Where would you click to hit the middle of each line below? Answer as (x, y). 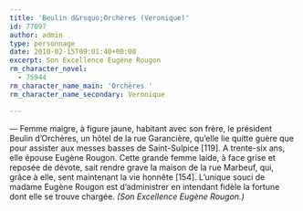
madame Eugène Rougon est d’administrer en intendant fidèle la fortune (145, 186)
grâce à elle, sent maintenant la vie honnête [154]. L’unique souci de (137, 177)
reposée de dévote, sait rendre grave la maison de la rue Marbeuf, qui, (141, 167)
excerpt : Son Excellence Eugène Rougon (85, 60)
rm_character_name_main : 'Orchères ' (81, 86)
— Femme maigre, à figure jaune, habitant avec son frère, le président (141, 128)
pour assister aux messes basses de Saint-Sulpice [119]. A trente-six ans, (147, 148)
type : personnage (42, 43)
